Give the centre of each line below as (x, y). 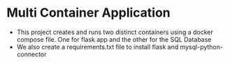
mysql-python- (201, 47)
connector (31, 54)
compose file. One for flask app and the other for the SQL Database (114, 39)
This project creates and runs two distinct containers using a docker (115, 32)
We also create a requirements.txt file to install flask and (98, 47)
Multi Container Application (88, 13)
